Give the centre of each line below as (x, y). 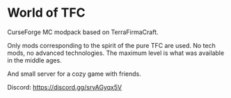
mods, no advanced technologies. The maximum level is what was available (116, 53)
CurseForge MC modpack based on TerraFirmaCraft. (83, 32)
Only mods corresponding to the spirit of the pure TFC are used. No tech (111, 45)
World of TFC (46, 13)
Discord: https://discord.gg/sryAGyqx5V (65, 87)
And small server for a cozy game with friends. (74, 74)
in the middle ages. (34, 60)
